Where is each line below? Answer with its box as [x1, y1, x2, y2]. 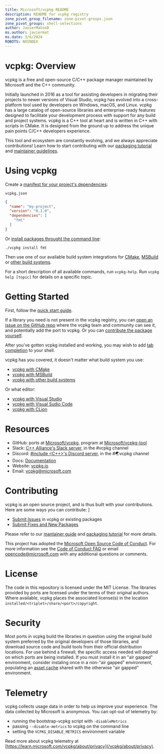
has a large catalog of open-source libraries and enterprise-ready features [5, 107, 156, 113]
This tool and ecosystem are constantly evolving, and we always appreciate [5, 137, 158, 143]
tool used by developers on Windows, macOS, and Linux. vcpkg [23, 102, 152, 108]
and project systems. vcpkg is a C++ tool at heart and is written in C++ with [5, 117, 158, 123]
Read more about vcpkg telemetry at [5, 738, 79, 744]
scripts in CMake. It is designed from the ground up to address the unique [5, 122, 154, 128]
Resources [5, 423, 50, 435]
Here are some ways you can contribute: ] [5, 507, 90, 513]
